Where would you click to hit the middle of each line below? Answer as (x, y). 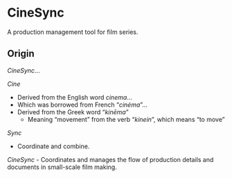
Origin (21, 54)
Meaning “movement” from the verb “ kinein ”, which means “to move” (126, 119)
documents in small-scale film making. (62, 167)
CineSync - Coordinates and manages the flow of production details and (110, 159)
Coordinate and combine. (53, 146)
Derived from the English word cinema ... (75, 97)
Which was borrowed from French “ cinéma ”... (82, 105)
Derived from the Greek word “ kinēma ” (73, 112)
